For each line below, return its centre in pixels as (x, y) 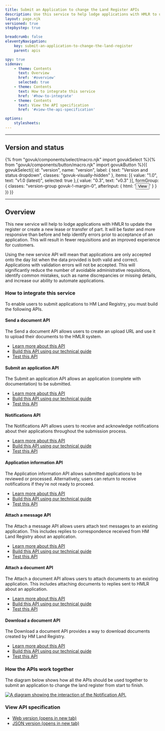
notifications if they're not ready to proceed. (50, 484)
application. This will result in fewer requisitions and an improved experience (82, 239)
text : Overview (34, 73)
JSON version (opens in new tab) (46, 723)
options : (14, 118)
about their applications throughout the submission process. (66, 431)
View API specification (33, 707)
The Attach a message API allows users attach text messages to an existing (82, 526)
